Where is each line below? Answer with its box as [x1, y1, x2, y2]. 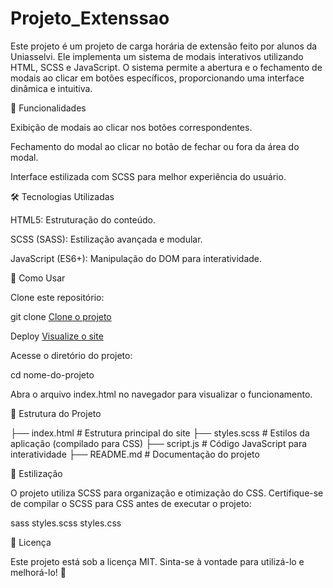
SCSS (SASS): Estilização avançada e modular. [10, 233, 203, 245]
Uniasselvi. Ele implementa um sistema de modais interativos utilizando [10, 50, 304, 62]
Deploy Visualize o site [10, 330, 104, 342]
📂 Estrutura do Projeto [10, 407, 102, 419]
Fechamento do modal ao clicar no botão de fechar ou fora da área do [10, 140, 300, 152]
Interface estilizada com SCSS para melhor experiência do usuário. [10, 170, 287, 182]
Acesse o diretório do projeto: [10, 349, 133, 361]
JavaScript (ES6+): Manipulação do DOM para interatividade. [10, 252, 263, 264]
